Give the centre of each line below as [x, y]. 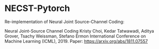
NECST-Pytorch [37, 8]
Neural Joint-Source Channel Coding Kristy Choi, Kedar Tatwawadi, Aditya [79, 31]
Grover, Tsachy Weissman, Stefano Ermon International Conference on [75, 36]
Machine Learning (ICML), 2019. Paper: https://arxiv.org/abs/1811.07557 [76, 41]
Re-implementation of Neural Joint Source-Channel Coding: [64, 22]
